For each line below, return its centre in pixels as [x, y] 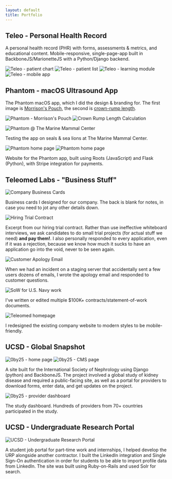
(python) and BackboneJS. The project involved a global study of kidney [82, 375]
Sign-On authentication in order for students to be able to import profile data [86, 460]
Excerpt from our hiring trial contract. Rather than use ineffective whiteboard [86, 227]
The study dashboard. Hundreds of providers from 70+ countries [74, 406]
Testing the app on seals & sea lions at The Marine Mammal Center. [77, 138]
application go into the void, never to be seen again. [60, 249]
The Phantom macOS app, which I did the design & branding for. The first [83, 103]
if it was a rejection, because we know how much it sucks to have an [78, 244]
